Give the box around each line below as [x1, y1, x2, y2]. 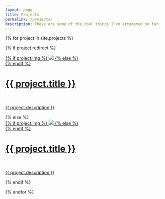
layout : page [5, 7, 33, 13]
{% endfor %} [5, 189, 34, 195]
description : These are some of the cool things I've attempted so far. [5, 21, 161, 27]
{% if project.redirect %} [5, 45, 56, 51]
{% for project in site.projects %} [5, 35, 74, 41]
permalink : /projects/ [5, 17, 53, 22]
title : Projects [5, 12, 39, 17]
